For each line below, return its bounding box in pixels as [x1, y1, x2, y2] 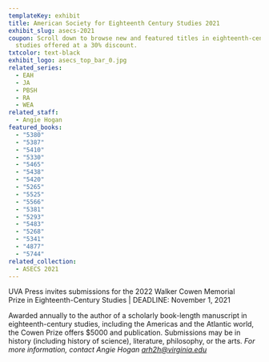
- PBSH [15, 86, 38, 95]
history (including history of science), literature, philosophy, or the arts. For [8, 336, 255, 346]
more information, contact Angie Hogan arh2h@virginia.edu [8, 345, 207, 355]
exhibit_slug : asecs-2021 [8, 26, 94, 34]
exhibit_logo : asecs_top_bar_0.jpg [8, 57, 127, 65]
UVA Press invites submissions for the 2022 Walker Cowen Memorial [8, 287, 235, 296]
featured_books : [8, 123, 62, 131]
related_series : [8, 64, 62, 72]
